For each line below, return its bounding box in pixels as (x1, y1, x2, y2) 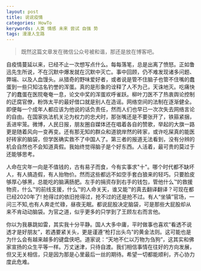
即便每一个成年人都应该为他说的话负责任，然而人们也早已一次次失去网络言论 (6, 106, 195, 113)
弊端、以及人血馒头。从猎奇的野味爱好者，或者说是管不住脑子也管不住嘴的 (6, 76, 190, 83)
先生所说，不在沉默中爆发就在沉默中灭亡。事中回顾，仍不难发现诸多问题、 (11, 68, 195, 75)
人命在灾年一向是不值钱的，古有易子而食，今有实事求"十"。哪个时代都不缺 (6, 163, 190, 170)
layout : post (6, 8, 39, 15)
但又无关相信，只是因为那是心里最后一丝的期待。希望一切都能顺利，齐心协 (6, 251, 190, 258)
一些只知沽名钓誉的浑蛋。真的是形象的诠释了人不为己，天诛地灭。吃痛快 (16, 83, 195, 90)
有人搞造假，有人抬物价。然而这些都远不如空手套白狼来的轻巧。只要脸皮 (16, 171, 195, 178)
